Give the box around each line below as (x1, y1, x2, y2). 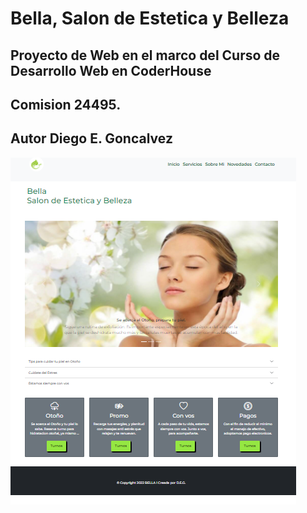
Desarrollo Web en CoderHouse (10, 62, 212, 79)
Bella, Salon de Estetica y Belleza (10, 7, 290, 30)
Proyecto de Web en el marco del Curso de (10, 47, 281, 64)
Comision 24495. (10, 96, 122, 113)
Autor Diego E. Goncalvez (10, 130, 173, 147)
